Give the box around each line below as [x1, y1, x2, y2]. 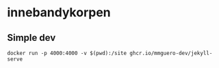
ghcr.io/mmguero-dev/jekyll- [129, 50, 213, 56]
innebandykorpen [7, 5, 111, 20]
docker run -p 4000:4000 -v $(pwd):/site [7, 50, 127, 56]
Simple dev [7, 32, 56, 44]
